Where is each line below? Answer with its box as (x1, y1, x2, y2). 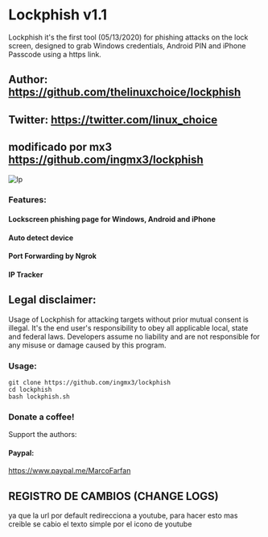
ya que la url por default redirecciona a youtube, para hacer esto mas (8, 510, 238, 521)
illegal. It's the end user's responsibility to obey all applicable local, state (8, 323, 249, 332)
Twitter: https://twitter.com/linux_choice (8, 113, 218, 127)
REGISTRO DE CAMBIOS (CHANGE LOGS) (8, 489, 219, 503)
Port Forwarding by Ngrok (8, 252, 97, 261)
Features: (8, 194, 47, 206)
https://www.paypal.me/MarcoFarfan (8, 466, 131, 476)
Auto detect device (8, 232, 74, 243)
